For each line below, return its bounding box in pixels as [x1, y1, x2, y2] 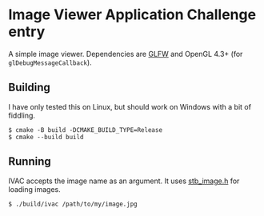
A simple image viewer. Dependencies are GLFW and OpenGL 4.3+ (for [8, 49, 243, 58]
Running [8, 154, 52, 169]
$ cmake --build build [8, 133, 84, 141]
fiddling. [8, 110, 36, 120]
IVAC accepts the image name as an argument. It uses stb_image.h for [8, 176, 240, 186]
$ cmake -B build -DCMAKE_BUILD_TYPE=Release [8, 126, 162, 134]
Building [8, 81, 50, 94]
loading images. [8, 184, 62, 194]
